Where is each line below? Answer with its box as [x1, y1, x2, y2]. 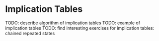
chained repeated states [5, 30, 55, 36]
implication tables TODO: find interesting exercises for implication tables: [5, 25, 155, 31]
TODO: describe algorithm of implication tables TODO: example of [5, 20, 141, 26]
